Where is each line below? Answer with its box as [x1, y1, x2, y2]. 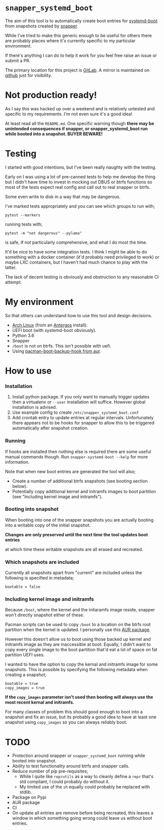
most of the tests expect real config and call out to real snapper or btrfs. [5, 184, 151, 190]
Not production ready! [5, 90, 97, 101]
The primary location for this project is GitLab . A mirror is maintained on [5, 67, 150, 73]
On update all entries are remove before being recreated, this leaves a [12, 810, 154, 816]
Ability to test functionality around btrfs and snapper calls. [12, 763, 130, 769]
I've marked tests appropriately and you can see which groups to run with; [5, 203, 155, 209]
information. [5, 459, 30, 465]
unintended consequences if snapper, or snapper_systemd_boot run [5, 126, 148, 131]
